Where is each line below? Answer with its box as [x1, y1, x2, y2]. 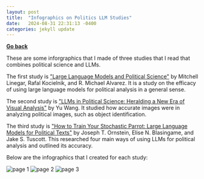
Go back [6, 43, 28, 50]
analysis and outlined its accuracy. [6, 142, 93, 150]
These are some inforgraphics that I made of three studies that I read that [6, 54, 191, 62]
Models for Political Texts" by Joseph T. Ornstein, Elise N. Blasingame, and [6, 129, 194, 136]
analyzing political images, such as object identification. [6, 111, 147, 118]
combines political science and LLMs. [6, 61, 101, 68]
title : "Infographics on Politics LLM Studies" [6, 15, 132, 21]
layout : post [6, 9, 40, 15]
